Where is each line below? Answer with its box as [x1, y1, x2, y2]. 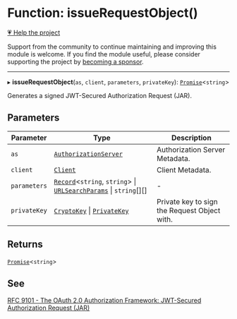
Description [171, 133, 212, 143]
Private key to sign [156, 196, 218, 206]
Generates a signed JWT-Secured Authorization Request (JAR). [7, 91, 193, 100]
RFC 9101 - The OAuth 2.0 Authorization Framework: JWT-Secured [7, 296, 202, 305]
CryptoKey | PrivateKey [54, 205, 129, 215]
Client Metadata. [156, 164, 212, 174]
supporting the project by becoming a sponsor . [7, 57, 144, 66]
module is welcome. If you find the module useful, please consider [7, 49, 201, 58]
